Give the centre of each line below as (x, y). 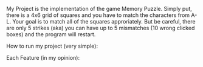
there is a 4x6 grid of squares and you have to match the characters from (98, 15)
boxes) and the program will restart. (51, 34)
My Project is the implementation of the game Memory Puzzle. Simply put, (99, 9)
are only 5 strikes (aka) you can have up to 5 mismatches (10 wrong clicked (101, 28)
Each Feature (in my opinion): (43, 58)
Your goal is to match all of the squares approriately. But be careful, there (104, 21)
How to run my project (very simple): (52, 46)
